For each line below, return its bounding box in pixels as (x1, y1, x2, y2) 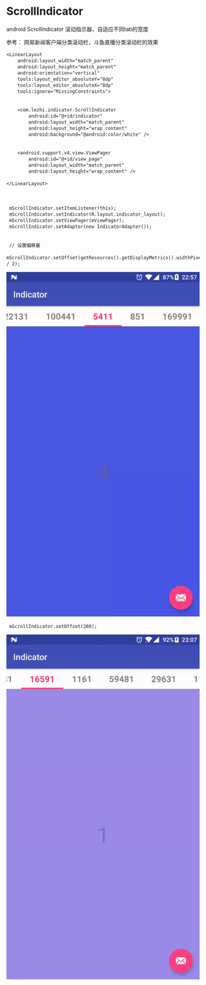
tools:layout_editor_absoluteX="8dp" (17, 82, 114, 88)
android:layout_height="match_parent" (17, 63, 116, 70)
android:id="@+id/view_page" (28, 155, 103, 162)
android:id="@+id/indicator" (28, 112, 103, 119)
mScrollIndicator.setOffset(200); (9, 624, 97, 630)
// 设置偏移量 (9, 242, 41, 248)
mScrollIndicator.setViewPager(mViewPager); (9, 217, 124, 224)
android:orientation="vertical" (17, 69, 100, 76)
